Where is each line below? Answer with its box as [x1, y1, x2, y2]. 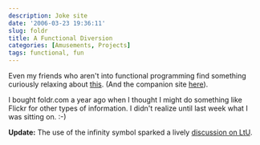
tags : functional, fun [8, 49, 84, 57]
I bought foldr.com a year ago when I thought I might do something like [8, 95, 242, 104]
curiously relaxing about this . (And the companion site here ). [8, 79, 209, 89]
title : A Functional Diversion [8, 34, 113, 42]
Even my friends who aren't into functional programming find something [8, 71, 246, 80]
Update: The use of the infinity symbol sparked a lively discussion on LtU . [8, 127, 253, 137]
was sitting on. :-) [8, 112, 67, 121]
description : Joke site [8, 11, 88, 20]
